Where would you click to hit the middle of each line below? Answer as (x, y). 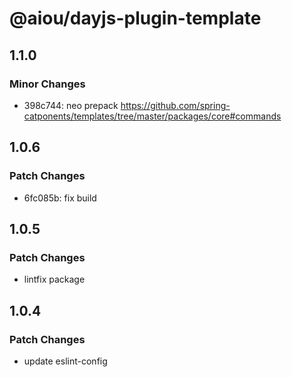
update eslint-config (65, 361)
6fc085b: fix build (60, 198)
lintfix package (54, 279)
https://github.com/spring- (175, 105)
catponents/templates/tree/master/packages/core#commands (152, 116)
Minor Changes (47, 84)
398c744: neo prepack (71, 105)
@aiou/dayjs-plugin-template (135, 18)
